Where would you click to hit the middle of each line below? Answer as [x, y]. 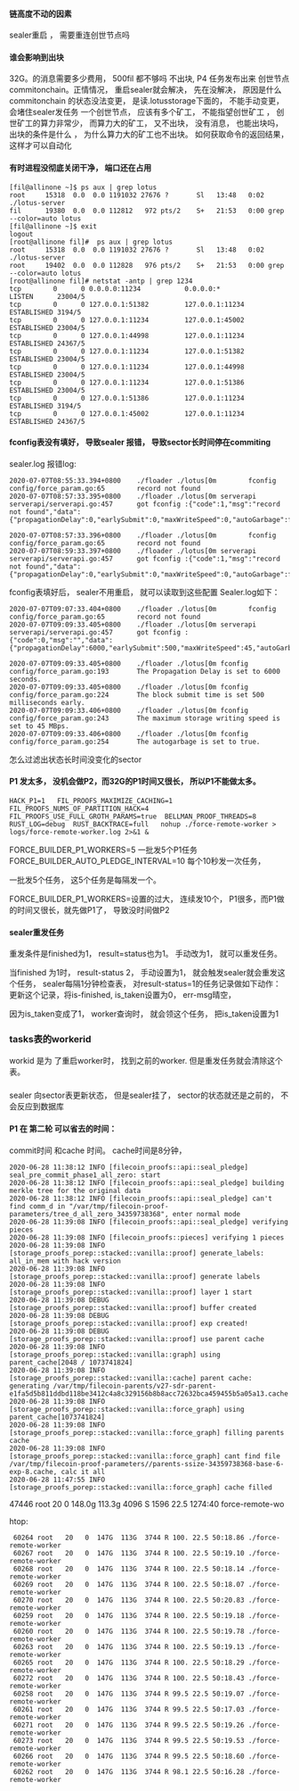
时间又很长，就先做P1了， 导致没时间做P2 [93, 910]
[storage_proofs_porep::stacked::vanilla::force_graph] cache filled [141, 1487]
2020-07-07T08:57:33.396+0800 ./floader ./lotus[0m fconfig [143, 535]
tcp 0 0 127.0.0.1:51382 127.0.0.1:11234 [127, 304]
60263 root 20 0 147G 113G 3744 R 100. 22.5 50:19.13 [129, 1646]
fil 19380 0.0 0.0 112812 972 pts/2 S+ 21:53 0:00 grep [147, 211]
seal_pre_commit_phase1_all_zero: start [85, 1175]
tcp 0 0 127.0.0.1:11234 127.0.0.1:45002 [127, 320]
